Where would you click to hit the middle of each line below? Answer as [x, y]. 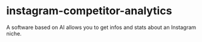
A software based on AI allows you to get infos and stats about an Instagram [101, 27]
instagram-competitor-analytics [89, 11]
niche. [14, 33]
